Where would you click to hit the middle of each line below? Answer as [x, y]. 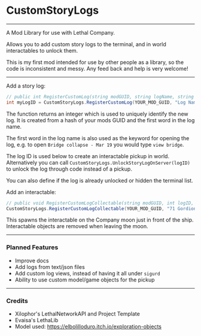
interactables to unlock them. [42, 50]
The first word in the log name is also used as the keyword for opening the [98, 138]
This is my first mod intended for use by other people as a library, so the [95, 62]
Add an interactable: [31, 192]
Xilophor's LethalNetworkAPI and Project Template [77, 314]
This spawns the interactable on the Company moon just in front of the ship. [100, 220]
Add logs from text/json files [50, 267]
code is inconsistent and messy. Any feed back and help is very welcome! [97, 68]
